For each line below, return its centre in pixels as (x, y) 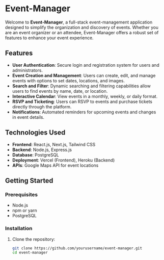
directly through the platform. (42, 106)
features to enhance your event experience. (49, 38)
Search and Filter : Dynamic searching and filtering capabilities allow (81, 86)
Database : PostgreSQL (36, 155)
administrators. (27, 70)
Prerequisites (21, 194)
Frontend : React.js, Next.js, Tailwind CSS (54, 144)
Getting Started (29, 180)
